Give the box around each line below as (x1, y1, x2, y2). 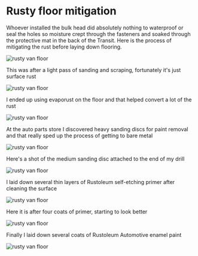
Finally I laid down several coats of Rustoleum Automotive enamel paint (6, 231, 182, 238)
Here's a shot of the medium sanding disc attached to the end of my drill (6, 155, 185, 162)
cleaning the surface (6, 185, 57, 192)
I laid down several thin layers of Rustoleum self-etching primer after (6, 178, 175, 185)
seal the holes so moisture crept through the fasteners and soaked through (6, 30, 191, 37)
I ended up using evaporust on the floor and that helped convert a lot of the (6, 96, 192, 103)
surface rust (6, 73, 36, 80)
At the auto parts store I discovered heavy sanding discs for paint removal (6, 125, 188, 132)
